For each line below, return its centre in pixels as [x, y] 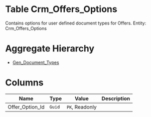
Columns [24, 83]
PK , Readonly [82, 107]
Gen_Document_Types [36, 62]
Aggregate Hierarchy [50, 49]
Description [116, 98]
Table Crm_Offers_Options [61, 9]
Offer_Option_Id [26, 107]
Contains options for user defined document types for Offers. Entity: [76, 23]
